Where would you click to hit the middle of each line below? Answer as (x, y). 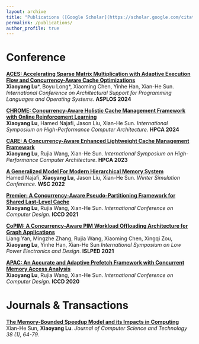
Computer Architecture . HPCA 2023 (84, 160)
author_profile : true (33, 28)
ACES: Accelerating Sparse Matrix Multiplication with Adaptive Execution (98, 74)
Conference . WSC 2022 (36, 184)
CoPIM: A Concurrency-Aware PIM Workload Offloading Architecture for (97, 226)
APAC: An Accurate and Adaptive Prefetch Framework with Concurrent (95, 263)
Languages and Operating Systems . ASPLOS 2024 (69, 99)
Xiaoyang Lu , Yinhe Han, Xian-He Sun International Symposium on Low (94, 245)
